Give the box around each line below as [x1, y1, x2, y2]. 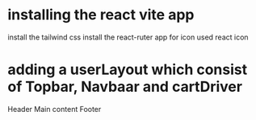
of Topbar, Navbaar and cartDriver [7, 78, 243, 96]
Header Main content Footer [7, 104, 102, 114]
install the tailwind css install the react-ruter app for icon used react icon [7, 32, 249, 42]
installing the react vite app [7, 6, 195, 24]
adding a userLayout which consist [7, 60, 248, 79]
